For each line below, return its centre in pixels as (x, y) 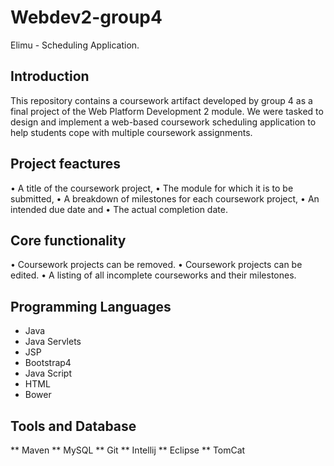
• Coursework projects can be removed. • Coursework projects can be (156, 265)
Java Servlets (53, 342)
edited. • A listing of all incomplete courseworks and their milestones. (153, 275)
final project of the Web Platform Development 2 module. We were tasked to (167, 111)
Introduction (50, 76)
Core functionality (68, 240)
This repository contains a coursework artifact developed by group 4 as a (161, 100)
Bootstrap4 (48, 363)
